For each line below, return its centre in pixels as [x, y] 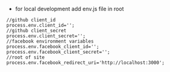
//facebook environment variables [50, 41]
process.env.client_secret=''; [46, 36]
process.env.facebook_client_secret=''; [58, 52]
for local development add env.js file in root [69, 9]
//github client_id [31, 20]
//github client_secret [37, 31]
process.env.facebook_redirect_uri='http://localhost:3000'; [86, 63]
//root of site [26, 57]
